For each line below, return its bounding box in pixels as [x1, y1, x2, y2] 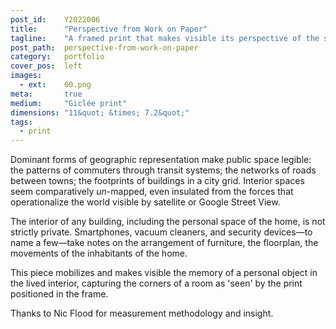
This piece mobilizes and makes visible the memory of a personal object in [10, 267, 318, 279]
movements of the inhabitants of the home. [10, 247, 188, 260]
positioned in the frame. [10, 288, 109, 300]
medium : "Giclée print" [10, 98, 128, 108]
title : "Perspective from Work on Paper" [10, 24, 208, 34]
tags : [10, 117, 33, 127]
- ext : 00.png [19, 80, 92, 90]
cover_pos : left [10, 61, 83, 71]
